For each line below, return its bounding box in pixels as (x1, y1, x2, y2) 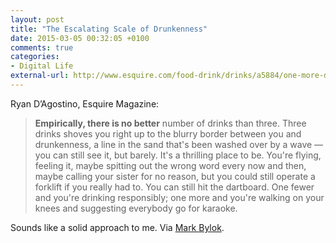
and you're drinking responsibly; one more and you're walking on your (34, 191, 325, 203)
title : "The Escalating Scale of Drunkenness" (10, 24, 208, 34)
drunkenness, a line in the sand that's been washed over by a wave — (34, 138, 324, 150)
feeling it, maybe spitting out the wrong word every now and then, (34, 159, 307, 171)
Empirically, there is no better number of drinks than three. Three (34, 117, 307, 129)
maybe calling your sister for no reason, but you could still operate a (34, 170, 316, 182)
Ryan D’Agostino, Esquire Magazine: (10, 97, 160, 110)
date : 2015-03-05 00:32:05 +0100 (10, 33, 150, 43)
